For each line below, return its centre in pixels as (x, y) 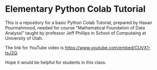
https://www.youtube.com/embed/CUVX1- (108, 47)
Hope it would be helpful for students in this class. (56, 62)
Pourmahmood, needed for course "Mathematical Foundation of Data (75, 27)
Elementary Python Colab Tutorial (75, 9)
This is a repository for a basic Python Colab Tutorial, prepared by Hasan (79, 23)
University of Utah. (24, 38)
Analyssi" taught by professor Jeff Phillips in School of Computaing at (76, 33)
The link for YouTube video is (34, 47)
